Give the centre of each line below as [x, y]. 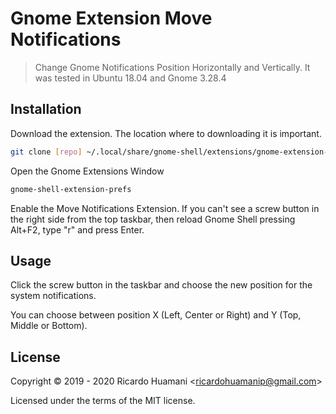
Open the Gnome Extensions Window [87, 171]
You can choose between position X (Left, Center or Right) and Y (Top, [156, 315]
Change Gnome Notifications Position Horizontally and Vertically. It [172, 67]
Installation [46, 109]
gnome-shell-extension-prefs [71, 189]
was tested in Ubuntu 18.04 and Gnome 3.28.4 [130, 78]
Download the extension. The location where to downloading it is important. [166, 133]
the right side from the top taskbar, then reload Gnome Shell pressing [153, 219]
